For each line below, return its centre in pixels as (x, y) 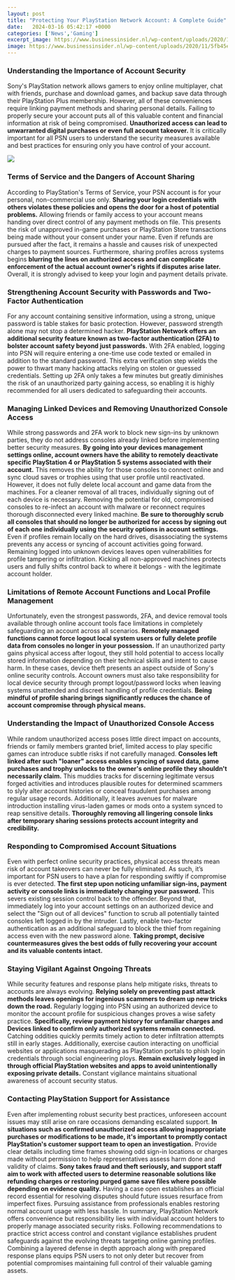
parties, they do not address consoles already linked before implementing (113, 440)
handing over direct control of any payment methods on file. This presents (114, 222)
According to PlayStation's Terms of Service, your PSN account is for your (114, 192)
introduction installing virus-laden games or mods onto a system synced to (115, 805)
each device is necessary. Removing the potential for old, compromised (111, 500)
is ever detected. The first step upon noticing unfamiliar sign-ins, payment (117, 884)
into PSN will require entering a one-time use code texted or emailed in (109, 353)
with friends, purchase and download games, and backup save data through (117, 93)
